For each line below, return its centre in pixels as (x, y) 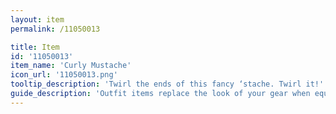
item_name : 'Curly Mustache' (71, 66)
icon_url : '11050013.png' (64, 75)
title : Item (35, 47)
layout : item (37, 19)
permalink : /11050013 (55, 29)
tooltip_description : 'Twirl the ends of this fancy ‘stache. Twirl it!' (167, 84)
